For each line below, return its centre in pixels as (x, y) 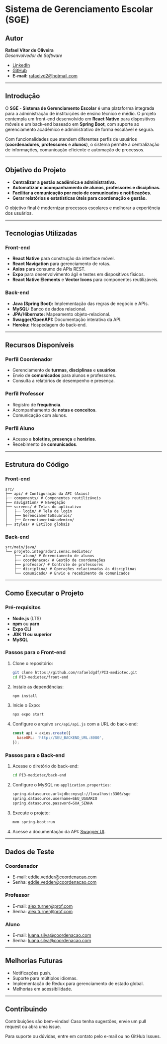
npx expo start (28, 714)
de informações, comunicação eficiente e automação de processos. (75, 150)
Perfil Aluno (20, 428)
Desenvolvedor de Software (34, 55)
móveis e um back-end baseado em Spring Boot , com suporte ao (72, 124)
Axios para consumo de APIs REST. (49, 269)
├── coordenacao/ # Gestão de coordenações (60, 560)
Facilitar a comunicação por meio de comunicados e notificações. (82, 193)
